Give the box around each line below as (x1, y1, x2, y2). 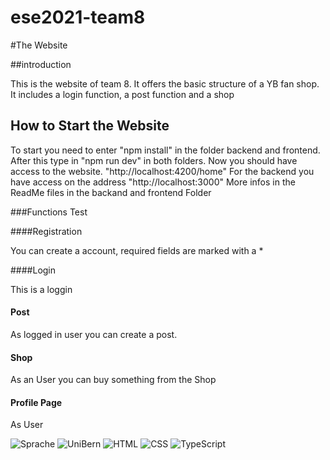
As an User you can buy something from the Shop (10, 374, 217, 386)
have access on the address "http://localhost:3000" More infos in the (10, 176, 296, 188)
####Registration (10, 225, 83, 237)
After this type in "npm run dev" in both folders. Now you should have (10, 154, 298, 166)
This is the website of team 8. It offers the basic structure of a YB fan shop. (10, 77, 320, 90)
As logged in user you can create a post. (10, 328, 178, 340)
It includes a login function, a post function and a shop (10, 88, 235, 100)
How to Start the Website (10, 117, 170, 135)
